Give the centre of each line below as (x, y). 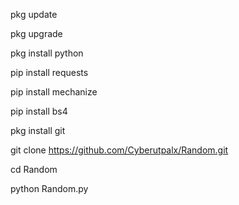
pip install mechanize (54, 92)
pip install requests (49, 72)
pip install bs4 (39, 111)
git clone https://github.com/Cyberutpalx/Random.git (119, 150)
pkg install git (38, 130)
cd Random (34, 169)
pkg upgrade (36, 33)
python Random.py (49, 188)
